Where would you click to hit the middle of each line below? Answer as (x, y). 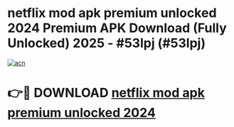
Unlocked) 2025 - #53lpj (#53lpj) (107, 43)
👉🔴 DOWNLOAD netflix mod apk (106, 93)
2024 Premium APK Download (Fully (117, 28)
